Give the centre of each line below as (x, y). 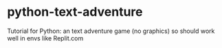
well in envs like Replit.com (45, 38)
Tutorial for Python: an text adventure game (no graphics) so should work (111, 31)
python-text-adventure (75, 12)
